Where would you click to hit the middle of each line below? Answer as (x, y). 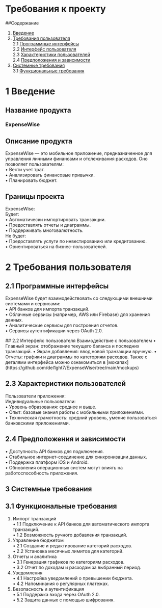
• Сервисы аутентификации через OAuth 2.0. (54, 331)
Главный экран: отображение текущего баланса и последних (72, 346)
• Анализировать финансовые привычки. (50, 175)
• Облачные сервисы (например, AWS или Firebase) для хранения (78, 314)
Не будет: (16, 236)
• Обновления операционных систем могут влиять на (64, 467)
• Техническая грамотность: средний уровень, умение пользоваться (81, 417)
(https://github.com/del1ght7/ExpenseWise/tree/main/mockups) (72, 368)
